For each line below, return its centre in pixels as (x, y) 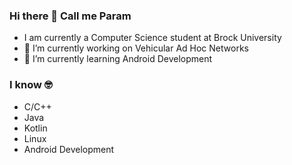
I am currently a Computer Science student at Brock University (152, 38)
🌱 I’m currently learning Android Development (118, 59)
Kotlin (35, 128)
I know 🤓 (31, 85)
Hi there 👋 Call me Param (70, 16)
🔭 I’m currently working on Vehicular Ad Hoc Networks (136, 48)
